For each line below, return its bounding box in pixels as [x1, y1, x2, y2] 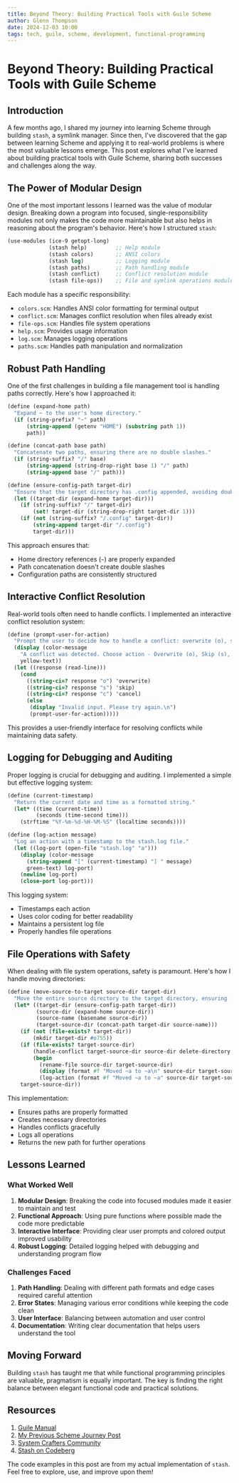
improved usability [17, 1234, 73, 1243]
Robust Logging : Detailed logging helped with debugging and [17, 1242, 199, 1250]
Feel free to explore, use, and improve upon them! [7, 1467, 154, 1476]
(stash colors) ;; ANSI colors [48, 250, 161, 258]
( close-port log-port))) [20, 878, 94, 885]
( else [26, 697, 43, 705]
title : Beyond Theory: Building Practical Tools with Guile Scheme [7, 10, 212, 18]
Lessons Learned [7, 1158, 85, 1171]
